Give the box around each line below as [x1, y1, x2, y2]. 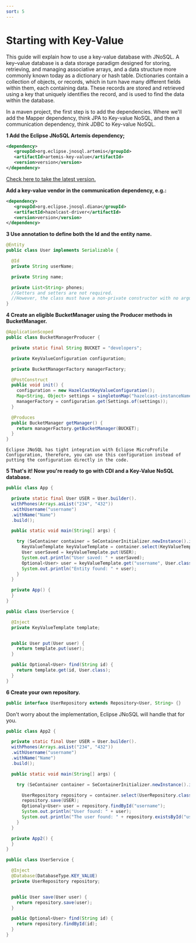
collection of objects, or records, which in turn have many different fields [6, 78, 181, 85]
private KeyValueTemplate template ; [11, 624, 100, 630]
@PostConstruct [11, 377, 48, 382]
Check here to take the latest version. [6, 175, 96, 182]
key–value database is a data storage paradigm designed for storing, [6, 59, 171, 66]
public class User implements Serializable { [6, 247, 118, 254]
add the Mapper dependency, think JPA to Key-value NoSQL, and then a [6, 114, 180, 121]
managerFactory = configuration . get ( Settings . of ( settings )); [16, 399, 168, 405]
